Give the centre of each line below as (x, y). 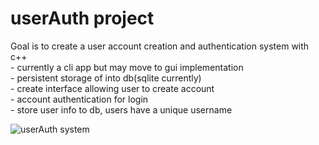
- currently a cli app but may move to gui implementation (127, 67)
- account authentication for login (79, 99)
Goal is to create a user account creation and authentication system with (160, 46)
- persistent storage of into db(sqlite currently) (106, 78)
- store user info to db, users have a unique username (121, 109)
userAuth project (82, 18)
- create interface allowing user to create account (112, 88)
